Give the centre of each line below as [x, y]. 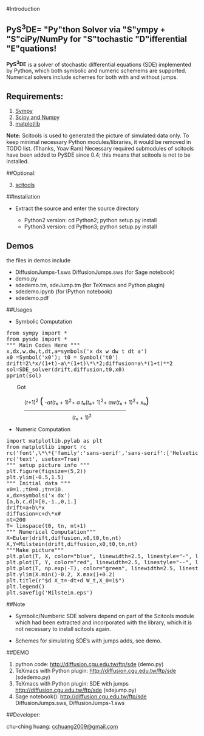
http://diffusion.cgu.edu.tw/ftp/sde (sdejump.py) [76, 690]
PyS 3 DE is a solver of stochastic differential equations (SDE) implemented [99, 64]
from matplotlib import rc [46, 447]
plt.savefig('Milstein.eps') [49, 592]
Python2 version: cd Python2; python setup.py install [90, 220]
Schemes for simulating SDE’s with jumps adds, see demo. [88, 641]
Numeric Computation [43, 429]
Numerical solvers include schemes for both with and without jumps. [92, 77]
